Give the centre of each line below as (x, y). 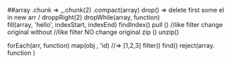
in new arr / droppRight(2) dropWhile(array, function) (84, 17)
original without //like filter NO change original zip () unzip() (93, 32)
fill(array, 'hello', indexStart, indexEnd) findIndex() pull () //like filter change (115, 25)
